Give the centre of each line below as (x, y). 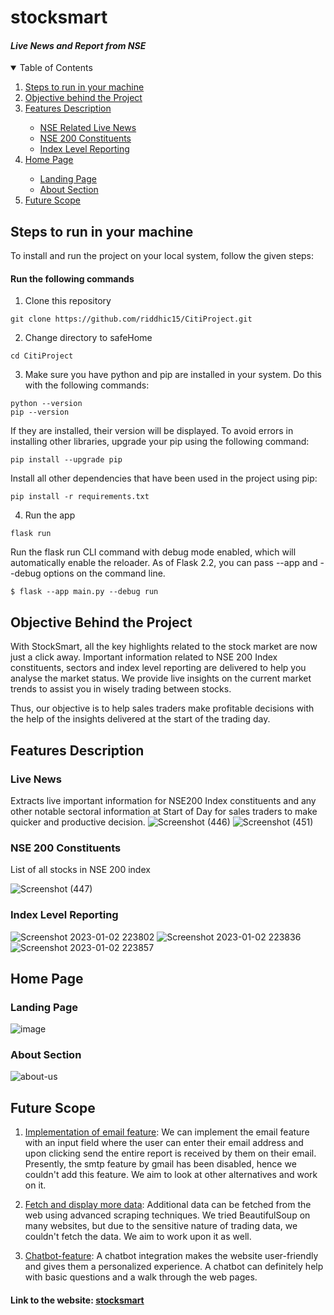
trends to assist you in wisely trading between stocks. (121, 689)
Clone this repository (68, 301)
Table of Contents (56, 68)
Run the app (50, 515)
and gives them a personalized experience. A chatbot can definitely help (174, 1267)
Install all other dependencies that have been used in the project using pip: (164, 478)
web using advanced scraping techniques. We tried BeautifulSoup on (167, 1215)
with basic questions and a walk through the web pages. (141, 1277)
